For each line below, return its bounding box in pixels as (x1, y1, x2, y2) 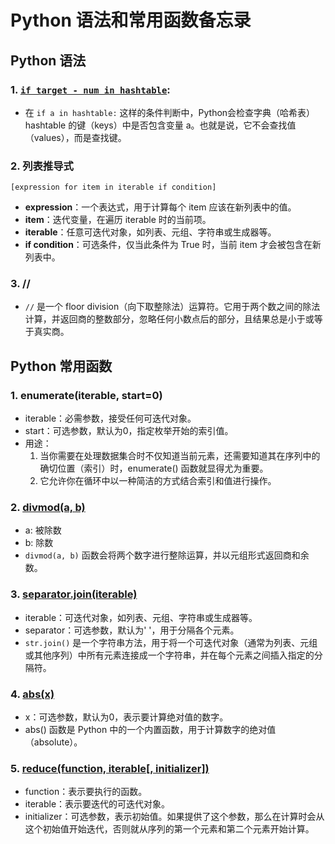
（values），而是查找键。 (24, 131, 127, 143)
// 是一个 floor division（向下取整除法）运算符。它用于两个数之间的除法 (24, 301, 321, 313)
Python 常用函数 (10, 357, 113, 375)
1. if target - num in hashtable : (10, 82, 171, 96)
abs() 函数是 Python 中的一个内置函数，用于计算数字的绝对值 (24, 724, 277, 736)
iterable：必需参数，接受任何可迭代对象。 (24, 412, 197, 425)
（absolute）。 (24, 736, 83, 748)
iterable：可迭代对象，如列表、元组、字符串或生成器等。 (24, 611, 258, 623)
